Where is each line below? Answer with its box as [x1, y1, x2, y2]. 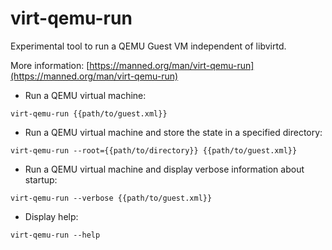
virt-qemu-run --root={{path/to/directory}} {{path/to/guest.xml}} [10, 145, 298, 156]
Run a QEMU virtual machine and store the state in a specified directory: [24, 126, 323, 138]
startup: [24, 173, 58, 186]
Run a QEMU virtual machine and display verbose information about [24, 163, 305, 175]
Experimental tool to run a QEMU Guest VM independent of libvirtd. [10, 40, 287, 52]
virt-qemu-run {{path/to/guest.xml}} [10, 108, 168, 119]
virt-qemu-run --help [10, 230, 101, 240]
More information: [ [10, 59, 90, 71]
